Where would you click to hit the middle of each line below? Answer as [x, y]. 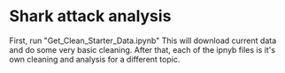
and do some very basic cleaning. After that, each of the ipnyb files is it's [142, 49]
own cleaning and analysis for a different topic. [95, 59]
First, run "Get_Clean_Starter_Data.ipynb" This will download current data [143, 40]
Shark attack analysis [90, 16]
